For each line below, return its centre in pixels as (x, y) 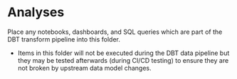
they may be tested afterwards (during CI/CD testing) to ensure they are (123, 60)
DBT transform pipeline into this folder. (64, 39)
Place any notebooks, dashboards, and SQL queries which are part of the (115, 32)
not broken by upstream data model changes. (84, 68)
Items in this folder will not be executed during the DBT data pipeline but (123, 53)
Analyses (36, 12)
